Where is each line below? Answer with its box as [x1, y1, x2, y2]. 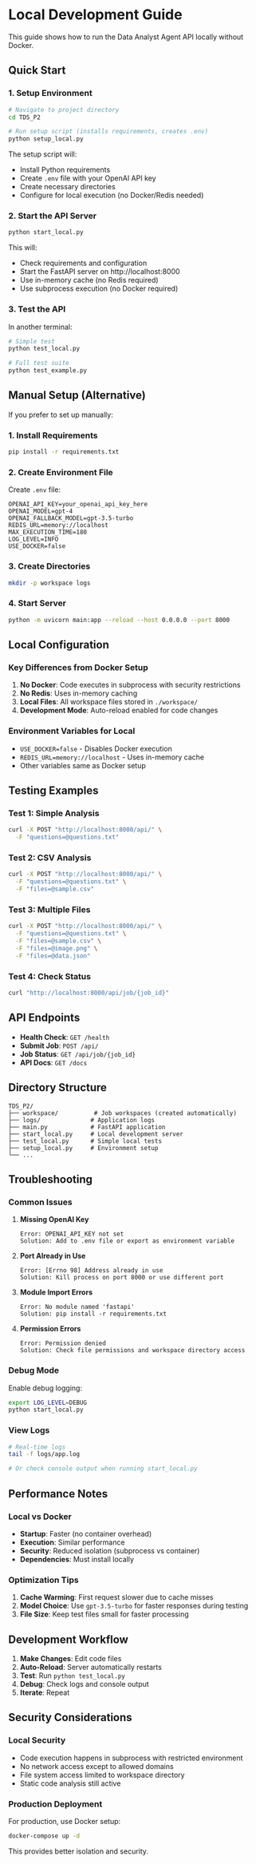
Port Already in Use [19, 1251, 86, 1261]
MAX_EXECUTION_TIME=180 [8, 529, 88, 537]
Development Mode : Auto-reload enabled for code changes [19, 705, 219, 716]
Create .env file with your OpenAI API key [19, 173, 157, 183]
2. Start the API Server [8, 210, 97, 221]
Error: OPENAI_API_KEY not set [19, 1230, 124, 1239]
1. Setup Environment [8, 88, 93, 99]
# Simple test [8, 337, 56, 345]
